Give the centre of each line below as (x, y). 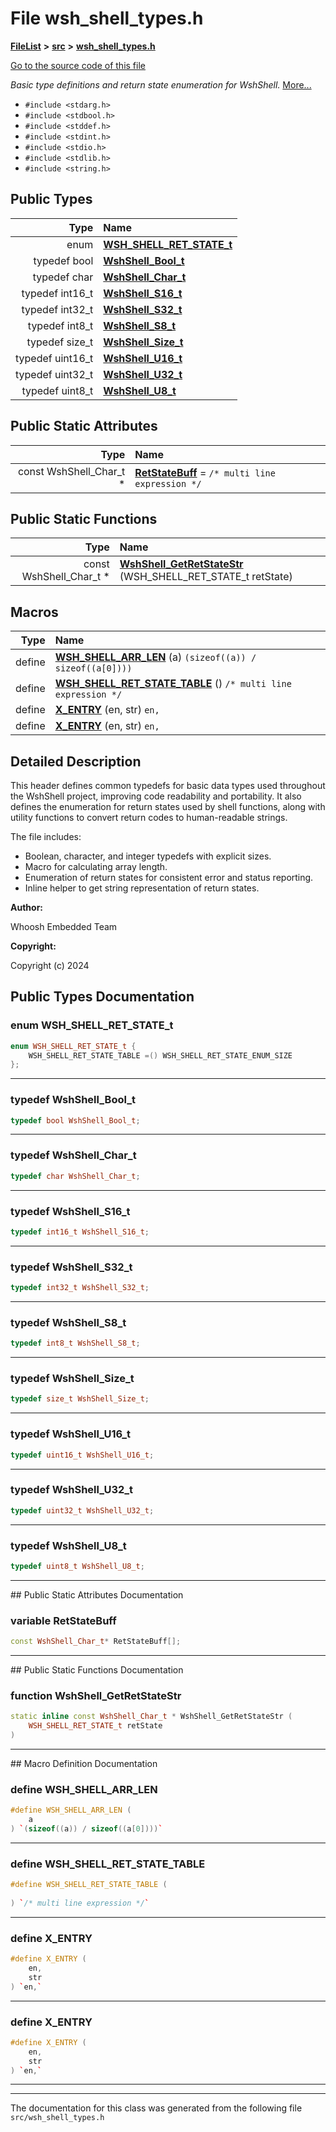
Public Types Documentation (102, 997)
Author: (27, 907)
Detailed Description (76, 761)
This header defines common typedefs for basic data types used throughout (168, 785)
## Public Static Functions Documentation (97, 1670)
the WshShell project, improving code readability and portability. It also (156, 796)
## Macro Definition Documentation (84, 1763)
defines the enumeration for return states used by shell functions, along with (168, 806)
